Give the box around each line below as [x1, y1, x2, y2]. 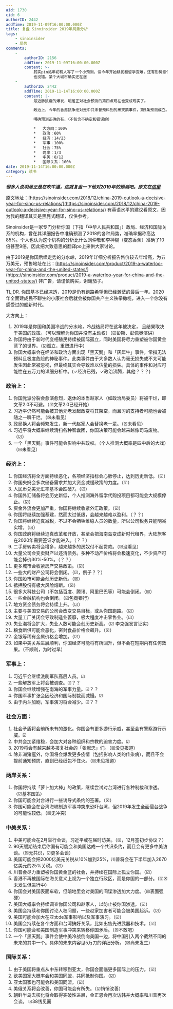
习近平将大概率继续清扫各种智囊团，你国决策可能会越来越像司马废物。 [13, 427, 162, 433]
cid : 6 [6, 12, 20, 17]
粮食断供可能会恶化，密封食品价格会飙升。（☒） [13, 627, 114, 633]
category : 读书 [6, 169, 37, 174]
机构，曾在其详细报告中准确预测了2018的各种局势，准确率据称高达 [14, 230, 156, 236]
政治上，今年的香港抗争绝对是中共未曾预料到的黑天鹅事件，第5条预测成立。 [33, 107, 170, 113]
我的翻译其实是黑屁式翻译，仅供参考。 [10, 213, 91, 219]
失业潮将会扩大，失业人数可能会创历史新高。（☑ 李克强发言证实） [13, 621, 152, 627]
